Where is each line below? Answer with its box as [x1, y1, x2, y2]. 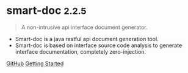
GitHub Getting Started [6, 60, 64, 67]
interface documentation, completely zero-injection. [15, 48, 146, 55]
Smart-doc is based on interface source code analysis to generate [15, 42, 183, 49]
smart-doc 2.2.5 [6, 4, 87, 17]
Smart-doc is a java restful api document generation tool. [15, 35, 159, 42]
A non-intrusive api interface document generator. [21, 24, 148, 31]
